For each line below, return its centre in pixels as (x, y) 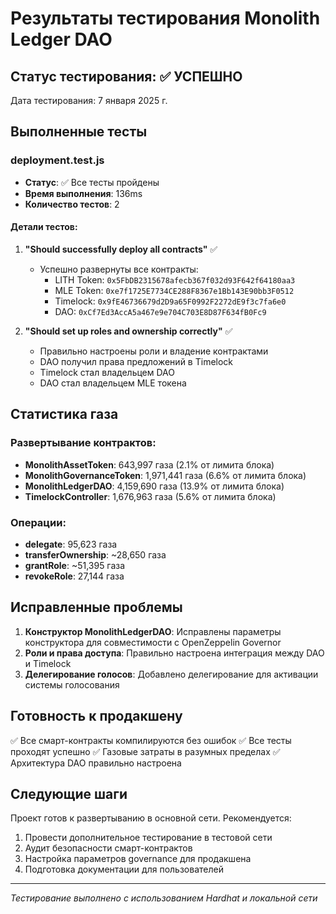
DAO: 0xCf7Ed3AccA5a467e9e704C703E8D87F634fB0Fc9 (160, 311)
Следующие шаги (69, 793)
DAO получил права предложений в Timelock (136, 361)
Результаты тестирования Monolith (165, 18)
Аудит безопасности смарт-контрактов (108, 848)
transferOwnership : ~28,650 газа (95, 554)
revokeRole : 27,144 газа (74, 576)
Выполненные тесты (79, 132)
